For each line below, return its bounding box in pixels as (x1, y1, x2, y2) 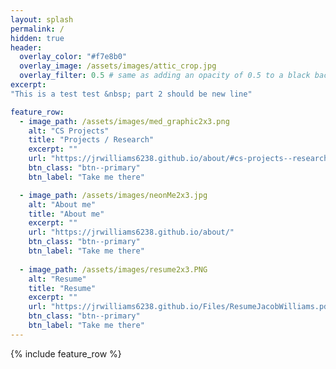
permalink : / (10, 24, 65, 34)
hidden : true (10, 33, 65, 43)
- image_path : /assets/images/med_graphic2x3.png (19, 116, 230, 126)
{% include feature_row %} (10, 347, 122, 360)
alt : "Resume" (28, 274, 87, 284)
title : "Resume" (28, 283, 97, 293)
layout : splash (10, 14, 74, 25)
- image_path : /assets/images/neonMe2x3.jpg (19, 190, 208, 200)
